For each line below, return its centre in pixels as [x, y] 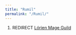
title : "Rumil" [20, 9]
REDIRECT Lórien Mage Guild [42, 27]
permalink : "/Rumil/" [27, 14]
